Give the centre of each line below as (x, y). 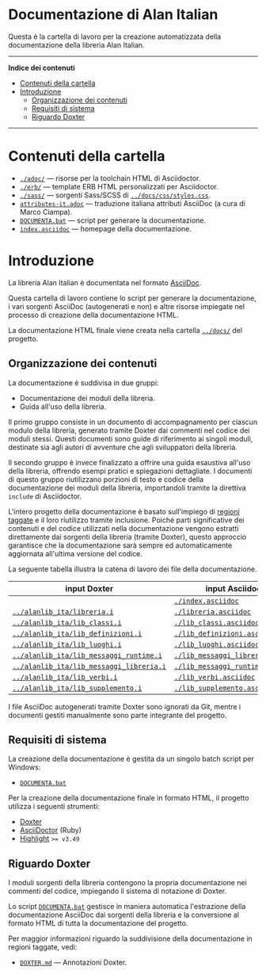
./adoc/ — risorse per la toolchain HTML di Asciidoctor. (110, 178)
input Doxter (89, 588)
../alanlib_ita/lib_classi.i (67, 623)
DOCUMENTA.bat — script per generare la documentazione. (113, 220)
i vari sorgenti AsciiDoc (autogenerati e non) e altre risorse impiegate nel (127, 306)
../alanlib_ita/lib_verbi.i (65, 677)
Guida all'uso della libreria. (63, 407)
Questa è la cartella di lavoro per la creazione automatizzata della (115, 36)
